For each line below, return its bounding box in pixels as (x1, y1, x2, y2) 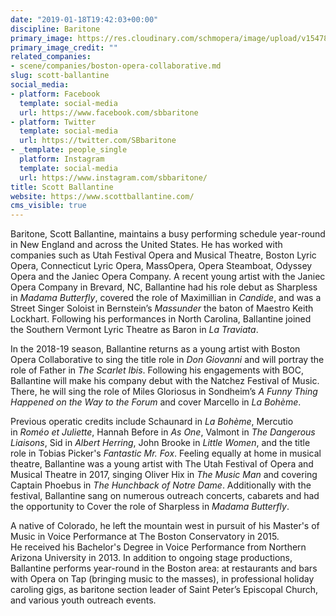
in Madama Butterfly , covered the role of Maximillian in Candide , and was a (10, 292, 322, 304)
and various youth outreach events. (10, 594, 157, 606)
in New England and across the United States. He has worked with (10, 239, 283, 251)
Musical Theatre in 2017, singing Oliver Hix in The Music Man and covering (10, 469, 318, 481)
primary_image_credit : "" (10, 42, 118, 53)
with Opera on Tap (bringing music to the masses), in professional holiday (10, 573, 315, 585)
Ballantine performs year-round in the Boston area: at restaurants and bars (10, 562, 318, 575)
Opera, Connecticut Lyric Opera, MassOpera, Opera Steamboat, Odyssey (10, 260, 313, 272)
